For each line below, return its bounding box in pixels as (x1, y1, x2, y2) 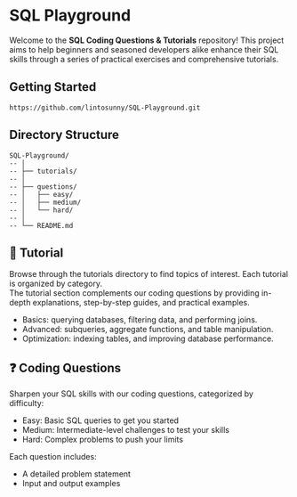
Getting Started (9, 79, 97, 94)
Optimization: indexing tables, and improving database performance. (21, 333, 274, 344)
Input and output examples (21, 478, 121, 489)
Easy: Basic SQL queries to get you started (21, 415, 180, 426)
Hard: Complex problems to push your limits (21, 434, 184, 445)
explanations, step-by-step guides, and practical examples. (32, 297, 251, 308)
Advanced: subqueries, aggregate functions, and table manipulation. (21, 324, 274, 335)
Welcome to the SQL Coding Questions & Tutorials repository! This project (9, 35, 285, 45)
